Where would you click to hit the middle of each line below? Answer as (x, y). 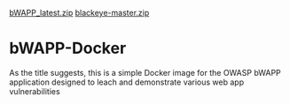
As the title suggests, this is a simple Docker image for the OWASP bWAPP (145, 72)
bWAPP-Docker (68, 48)
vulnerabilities (35, 91)
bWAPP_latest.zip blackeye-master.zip (79, 13)
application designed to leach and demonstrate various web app (127, 82)
